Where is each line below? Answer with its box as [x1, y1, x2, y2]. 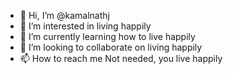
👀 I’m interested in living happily [19, 20, 152, 32]
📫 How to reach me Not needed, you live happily [19, 53, 223, 64]
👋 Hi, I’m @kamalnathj [19, 10, 110, 21]
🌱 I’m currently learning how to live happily [19, 31, 196, 42]
